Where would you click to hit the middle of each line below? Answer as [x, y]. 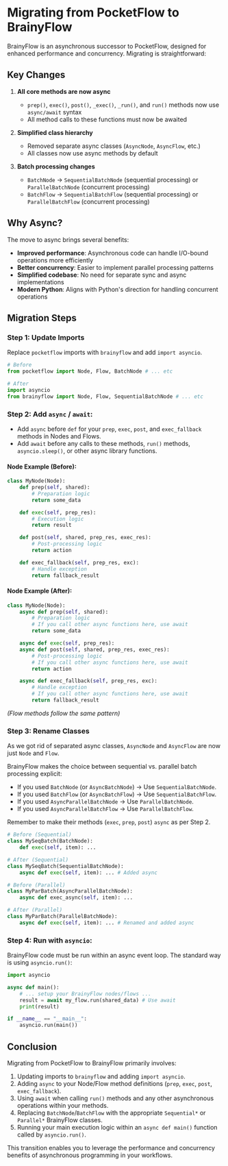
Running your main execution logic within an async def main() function [117, 1127]
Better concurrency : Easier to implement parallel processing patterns [115, 267]
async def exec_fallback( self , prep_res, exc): [88, 681]
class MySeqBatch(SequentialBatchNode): [66, 866]
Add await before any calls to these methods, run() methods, [103, 443]
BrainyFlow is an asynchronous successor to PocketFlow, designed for [107, 46]
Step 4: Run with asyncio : [50, 940]
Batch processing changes [56, 166]
